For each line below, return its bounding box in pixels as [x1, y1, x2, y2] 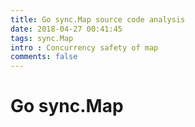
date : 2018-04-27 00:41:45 [10, 24, 123, 34]
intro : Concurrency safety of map [10, 42, 159, 53]
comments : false [10, 52, 78, 62]
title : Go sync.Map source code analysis [10, 14, 186, 25]
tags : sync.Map [10, 33, 74, 43]
